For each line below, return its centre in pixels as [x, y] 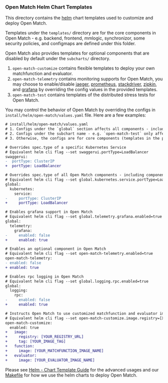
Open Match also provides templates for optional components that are [77, 53]
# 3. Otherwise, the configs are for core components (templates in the [82, 138]
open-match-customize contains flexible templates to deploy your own [83, 68]
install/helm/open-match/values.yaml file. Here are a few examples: [76, 115]
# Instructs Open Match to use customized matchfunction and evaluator [81, 313]
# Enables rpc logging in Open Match [44, 276]
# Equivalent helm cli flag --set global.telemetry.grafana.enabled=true [84, 217]
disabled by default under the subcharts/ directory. [58, 59]
